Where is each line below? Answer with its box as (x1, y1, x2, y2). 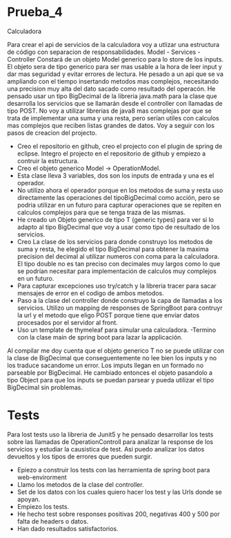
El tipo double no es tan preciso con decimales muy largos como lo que (17, 259, 221, 268)
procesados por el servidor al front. (17, 318, 119, 326)
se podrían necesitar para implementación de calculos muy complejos (17, 267, 217, 275)
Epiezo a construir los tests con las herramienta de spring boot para (17, 465, 210, 474)
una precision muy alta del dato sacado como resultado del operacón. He (7, 84, 216, 93)
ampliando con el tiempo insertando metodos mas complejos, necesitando (7, 77, 219, 85)
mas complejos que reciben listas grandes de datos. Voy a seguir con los (7, 121, 215, 129)
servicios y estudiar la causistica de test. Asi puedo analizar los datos (7, 445, 205, 453)
